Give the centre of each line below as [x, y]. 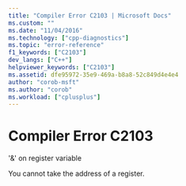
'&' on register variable [45, 158]
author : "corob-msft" [44, 82]
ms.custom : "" [32, 23]
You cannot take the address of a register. [76, 174]
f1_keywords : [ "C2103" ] [47, 52]
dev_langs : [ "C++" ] [40, 60]
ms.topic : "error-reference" [56, 45]
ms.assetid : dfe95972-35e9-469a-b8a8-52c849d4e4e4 [93, 75]
